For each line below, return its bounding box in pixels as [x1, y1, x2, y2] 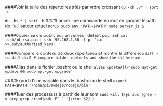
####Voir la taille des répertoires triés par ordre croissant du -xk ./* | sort [5, 4, 159, 10]
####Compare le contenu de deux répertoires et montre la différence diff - [5, 51, 159, 56]
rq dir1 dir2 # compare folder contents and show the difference [5, 55, 140, 60]
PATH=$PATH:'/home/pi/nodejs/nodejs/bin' [5, 83, 91, 88]
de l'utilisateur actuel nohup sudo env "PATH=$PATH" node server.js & [5, 23, 144, 29]
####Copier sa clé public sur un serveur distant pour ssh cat [5, 33, 127, 38]
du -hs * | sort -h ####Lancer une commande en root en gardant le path [5, 18, 156, 23]
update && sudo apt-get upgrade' [5, 69, 73, 74]
